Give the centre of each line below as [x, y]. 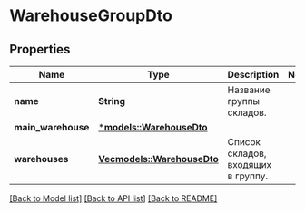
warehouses [41, 159]
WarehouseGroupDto [91, 16]
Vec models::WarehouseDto [159, 159]
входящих [250, 164]
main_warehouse [52, 127]
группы [244, 101]
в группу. [248, 176]
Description [253, 75]
